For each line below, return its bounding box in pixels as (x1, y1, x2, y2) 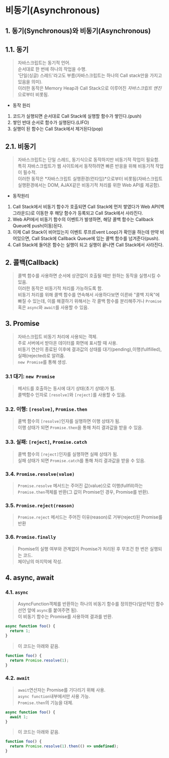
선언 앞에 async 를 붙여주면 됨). (17, 607, 78, 613)
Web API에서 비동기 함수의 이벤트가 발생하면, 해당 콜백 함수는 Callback (12, 217, 154, 223)
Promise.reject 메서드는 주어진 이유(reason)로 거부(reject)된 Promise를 (17, 514, 163, 520)
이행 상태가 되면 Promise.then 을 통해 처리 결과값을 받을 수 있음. (17, 425, 143, 431)
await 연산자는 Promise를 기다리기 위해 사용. (17, 687, 106, 693)
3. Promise (5, 319, 40, 328)
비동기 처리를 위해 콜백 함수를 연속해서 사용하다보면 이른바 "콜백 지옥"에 (17, 292, 160, 298)
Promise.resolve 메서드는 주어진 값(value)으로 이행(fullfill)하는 (17, 482, 143, 489)
